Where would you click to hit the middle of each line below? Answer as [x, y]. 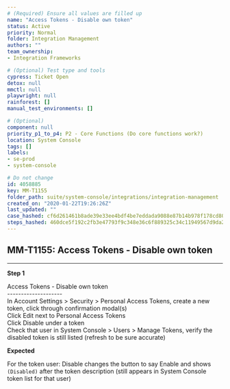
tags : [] [20, 147]
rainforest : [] [29, 102]
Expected [21, 351]
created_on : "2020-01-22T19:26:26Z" [59, 203]
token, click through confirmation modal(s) [67, 308]
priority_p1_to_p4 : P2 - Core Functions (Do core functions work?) [105, 134]
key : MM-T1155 [27, 190]
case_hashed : [26, 216]
